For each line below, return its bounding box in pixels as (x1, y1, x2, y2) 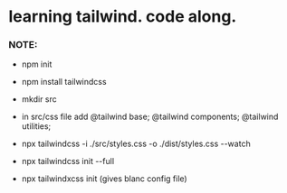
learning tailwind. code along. (8, 6, 237, 27)
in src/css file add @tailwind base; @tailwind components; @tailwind (21, 111, 279, 123)
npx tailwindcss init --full (21, 156, 115, 167)
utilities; (21, 121, 52, 132)
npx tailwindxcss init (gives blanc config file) (21, 173, 187, 184)
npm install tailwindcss (21, 77, 107, 87)
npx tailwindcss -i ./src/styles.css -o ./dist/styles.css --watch (21, 138, 251, 150)
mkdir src (21, 94, 58, 105)
